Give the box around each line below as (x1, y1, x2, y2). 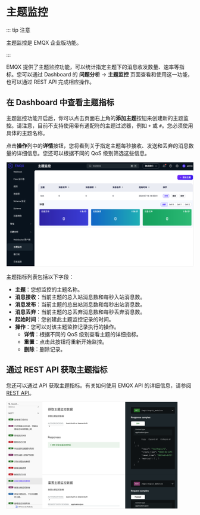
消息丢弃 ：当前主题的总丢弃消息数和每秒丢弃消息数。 (14, 308, 146, 315)
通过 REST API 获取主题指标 (6, 365, 108, 375)
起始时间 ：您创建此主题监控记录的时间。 (14, 315, 114, 323)
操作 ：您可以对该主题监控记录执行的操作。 (14, 323, 120, 330)
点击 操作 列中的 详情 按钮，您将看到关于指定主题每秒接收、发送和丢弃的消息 (6, 142, 189, 149)
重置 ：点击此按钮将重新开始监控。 (23, 338, 108, 345)
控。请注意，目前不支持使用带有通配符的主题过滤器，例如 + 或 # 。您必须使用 (6, 122, 193, 129)
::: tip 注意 (6, 26, 31, 33)
